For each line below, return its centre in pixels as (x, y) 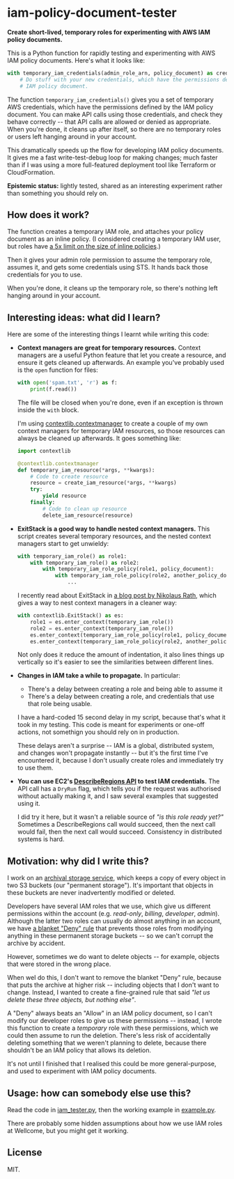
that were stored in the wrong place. (59, 964)
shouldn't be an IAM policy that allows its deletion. (79, 1050)
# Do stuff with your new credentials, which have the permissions (119, 79)
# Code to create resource (69, 476)
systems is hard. (41, 839)
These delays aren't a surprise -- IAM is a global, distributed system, (116, 746)
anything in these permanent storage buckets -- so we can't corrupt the (110, 936)
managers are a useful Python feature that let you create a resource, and (122, 355)
